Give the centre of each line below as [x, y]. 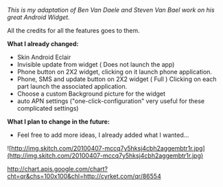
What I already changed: [43, 44]
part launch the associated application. [72, 86]
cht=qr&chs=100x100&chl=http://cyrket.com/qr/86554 [84, 176]
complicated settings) [48, 108]
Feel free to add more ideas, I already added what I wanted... [103, 135]
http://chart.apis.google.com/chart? [58, 169]
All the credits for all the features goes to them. [74, 31]
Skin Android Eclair [44, 57]
